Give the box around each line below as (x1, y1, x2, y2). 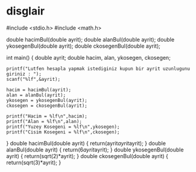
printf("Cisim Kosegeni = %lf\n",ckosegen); (6, 129, 120, 135)
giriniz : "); (6, 71, 42, 77)
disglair (6, 4, 45, 18)
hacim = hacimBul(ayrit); (6, 86, 71, 93)
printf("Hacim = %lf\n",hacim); (6, 113, 87, 119)
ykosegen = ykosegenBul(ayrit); (6, 97, 87, 103)
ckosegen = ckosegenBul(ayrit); (6, 103, 87, 109)
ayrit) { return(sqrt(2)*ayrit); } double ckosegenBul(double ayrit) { (6, 152, 169, 159)
